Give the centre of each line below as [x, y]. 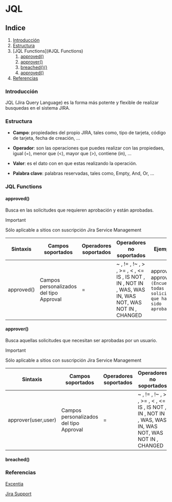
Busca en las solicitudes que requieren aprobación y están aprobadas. [80, 210]
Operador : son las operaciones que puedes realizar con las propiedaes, [89, 148]
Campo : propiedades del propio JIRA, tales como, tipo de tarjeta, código [89, 132]
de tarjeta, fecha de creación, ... [46, 138]
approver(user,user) [32, 420]
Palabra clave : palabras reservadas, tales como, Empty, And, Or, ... [83, 173]
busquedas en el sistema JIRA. [38, 108]
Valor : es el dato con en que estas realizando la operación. [75, 163]
